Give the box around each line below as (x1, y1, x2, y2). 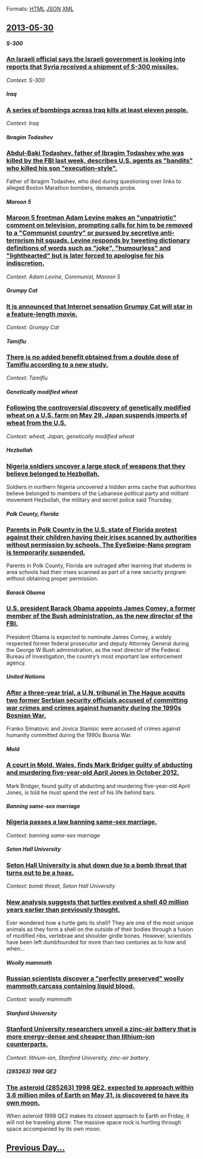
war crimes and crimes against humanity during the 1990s (6, 704, 182, 712)
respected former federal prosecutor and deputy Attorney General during (6, 640, 189, 647)
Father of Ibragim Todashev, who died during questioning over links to (6, 178, 182, 185)
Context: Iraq (6, 120, 39, 127)
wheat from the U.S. (6, 419, 67, 427)
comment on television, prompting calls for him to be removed (6, 221, 193, 230)
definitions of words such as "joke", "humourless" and (6, 244, 171, 252)
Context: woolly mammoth (6, 995, 72, 1003)
